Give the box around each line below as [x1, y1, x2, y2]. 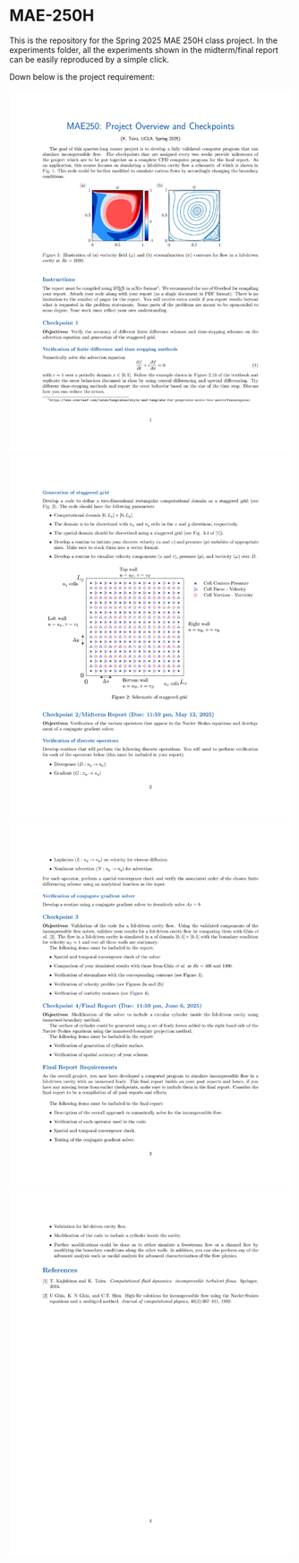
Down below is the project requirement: [9, 71, 155, 82]
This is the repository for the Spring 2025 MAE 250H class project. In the [9, 35, 278, 46]
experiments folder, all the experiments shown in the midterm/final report [9, 44, 279, 55]
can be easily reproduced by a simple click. [9, 54, 170, 64]
